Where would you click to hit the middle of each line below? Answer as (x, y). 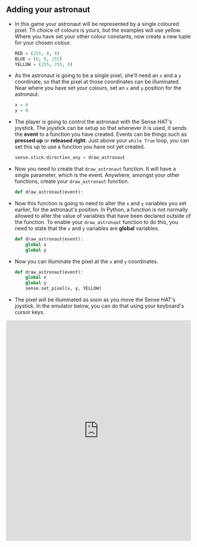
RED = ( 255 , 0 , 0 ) (37, 53)
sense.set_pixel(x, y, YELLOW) (64, 288)
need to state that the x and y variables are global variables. (87, 228)
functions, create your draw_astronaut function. (72, 181)
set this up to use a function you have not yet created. (80, 147)
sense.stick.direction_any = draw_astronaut (70, 158)
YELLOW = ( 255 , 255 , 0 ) (44, 64)
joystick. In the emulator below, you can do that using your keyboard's (99, 306)
